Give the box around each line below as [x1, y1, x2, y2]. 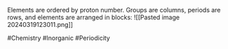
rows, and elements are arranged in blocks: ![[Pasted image [7, 13, 180, 21]
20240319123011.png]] [7, 21, 74, 28]
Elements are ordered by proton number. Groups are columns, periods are [7, 6, 221, 14]
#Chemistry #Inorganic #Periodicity [7, 34, 110, 42]
